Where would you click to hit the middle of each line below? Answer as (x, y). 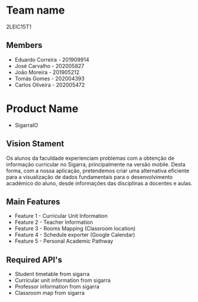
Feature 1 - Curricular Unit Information (61, 216)
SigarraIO (26, 125)
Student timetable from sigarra (52, 274)
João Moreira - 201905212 (47, 72)
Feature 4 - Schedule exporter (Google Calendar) (75, 235)
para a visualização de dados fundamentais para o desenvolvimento (90, 177)
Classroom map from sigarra (49, 293)
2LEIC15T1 (19, 27)
